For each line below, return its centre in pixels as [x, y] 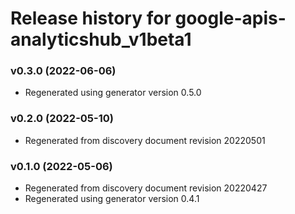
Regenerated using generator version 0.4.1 [112, 199]
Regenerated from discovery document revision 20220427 [146, 188]
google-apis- [230, 18]
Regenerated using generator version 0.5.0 [113, 93]
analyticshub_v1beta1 [101, 39]
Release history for [91, 18]
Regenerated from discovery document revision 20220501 [145, 140]
